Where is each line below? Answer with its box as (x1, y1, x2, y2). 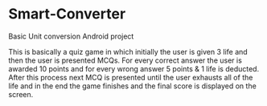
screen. (8, 89, 34, 99)
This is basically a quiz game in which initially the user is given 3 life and (8, 47, 248, 56)
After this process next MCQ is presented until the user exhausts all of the (8, 72, 253, 82)
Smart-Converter (8, 5, 126, 23)
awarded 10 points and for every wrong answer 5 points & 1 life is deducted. (8, 63, 260, 73)
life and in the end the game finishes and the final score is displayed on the (8, 81, 257, 91)
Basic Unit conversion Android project (8, 31, 134, 41)
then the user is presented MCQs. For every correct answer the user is (8, 55, 243, 65)
